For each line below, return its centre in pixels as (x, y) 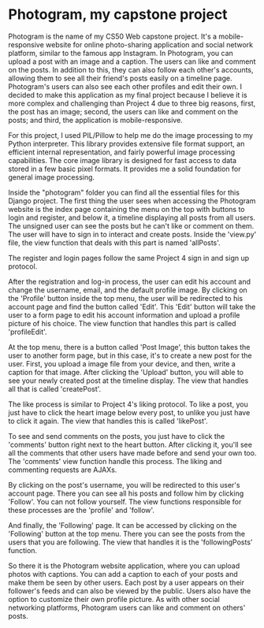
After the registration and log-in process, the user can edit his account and (129, 281)
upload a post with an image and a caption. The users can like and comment (132, 61)
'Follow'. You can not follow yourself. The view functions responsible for (125, 501)
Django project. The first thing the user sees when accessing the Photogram (132, 201)
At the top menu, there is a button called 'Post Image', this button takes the (129, 347)
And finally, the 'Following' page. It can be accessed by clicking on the (123, 525)
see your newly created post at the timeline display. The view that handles (128, 381)
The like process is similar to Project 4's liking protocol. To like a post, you (128, 404)
